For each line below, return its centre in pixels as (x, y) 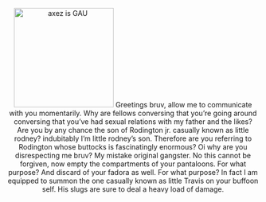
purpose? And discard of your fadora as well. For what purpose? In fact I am (133, 172)
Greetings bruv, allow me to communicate (184, 105)
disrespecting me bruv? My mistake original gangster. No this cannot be (133, 155)
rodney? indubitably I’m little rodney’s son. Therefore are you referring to (133, 138)
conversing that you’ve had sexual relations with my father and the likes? (133, 122)
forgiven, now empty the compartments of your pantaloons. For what (133, 164)
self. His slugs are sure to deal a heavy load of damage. (133, 189)
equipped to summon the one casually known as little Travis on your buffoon (133, 181)
